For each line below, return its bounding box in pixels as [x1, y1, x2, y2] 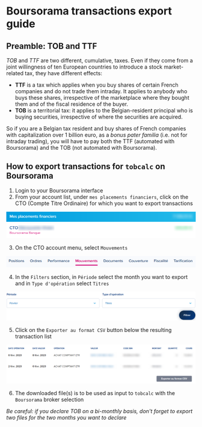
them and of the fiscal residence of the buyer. [14, 100, 129, 108]
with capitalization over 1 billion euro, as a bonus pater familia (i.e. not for [6, 131, 188, 138]
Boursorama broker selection [14, 396, 84, 404]
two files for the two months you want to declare [6, 414, 127, 422]
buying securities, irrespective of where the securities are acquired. [14, 113, 183, 120]
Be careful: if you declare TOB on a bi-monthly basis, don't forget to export [6, 408, 193, 415]
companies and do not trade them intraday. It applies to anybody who [14, 88, 188, 94]
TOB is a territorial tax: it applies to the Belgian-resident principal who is [14, 107, 194, 114]
